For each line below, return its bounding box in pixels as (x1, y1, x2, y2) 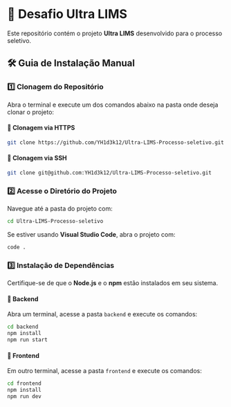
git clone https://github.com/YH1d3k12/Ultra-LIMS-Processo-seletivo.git (7, 138, 225, 146)
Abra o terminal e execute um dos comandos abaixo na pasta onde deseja (7, 100, 219, 109)
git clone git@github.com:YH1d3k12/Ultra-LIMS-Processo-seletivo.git (7, 169, 212, 176)
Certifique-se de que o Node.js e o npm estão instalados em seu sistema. (7, 279, 219, 287)
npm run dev (7, 392, 41, 400)
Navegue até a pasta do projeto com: (7, 204, 113, 213)
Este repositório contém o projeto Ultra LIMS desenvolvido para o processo (7, 29, 223, 37)
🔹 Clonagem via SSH (7, 154, 67, 162)
